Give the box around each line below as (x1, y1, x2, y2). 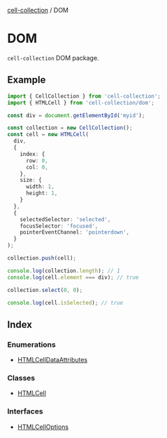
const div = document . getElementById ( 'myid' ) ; (7, 112, 145, 119)
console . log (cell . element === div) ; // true (7, 274, 139, 281)
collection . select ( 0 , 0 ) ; (7, 286, 82, 293)
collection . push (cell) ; (7, 255, 77, 262)
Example (7, 74, 46, 86)
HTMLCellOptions (17, 423, 68, 431)
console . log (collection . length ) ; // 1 (7, 267, 120, 274)
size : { (20, 177, 42, 184)
